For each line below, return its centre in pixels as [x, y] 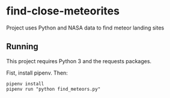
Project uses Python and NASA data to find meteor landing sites [85, 28]
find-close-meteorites [63, 11]
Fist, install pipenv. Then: [37, 73]
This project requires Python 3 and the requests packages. [79, 61]
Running [23, 47]
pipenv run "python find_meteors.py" [53, 89]
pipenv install [25, 84]
